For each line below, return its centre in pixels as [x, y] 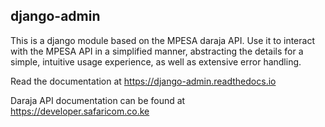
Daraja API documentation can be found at [98, 100]
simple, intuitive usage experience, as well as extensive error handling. [156, 61]
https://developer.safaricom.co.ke [80, 111]
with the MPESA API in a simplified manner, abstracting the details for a [157, 51]
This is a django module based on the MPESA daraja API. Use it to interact [162, 40]
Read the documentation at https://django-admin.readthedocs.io [143, 81]
